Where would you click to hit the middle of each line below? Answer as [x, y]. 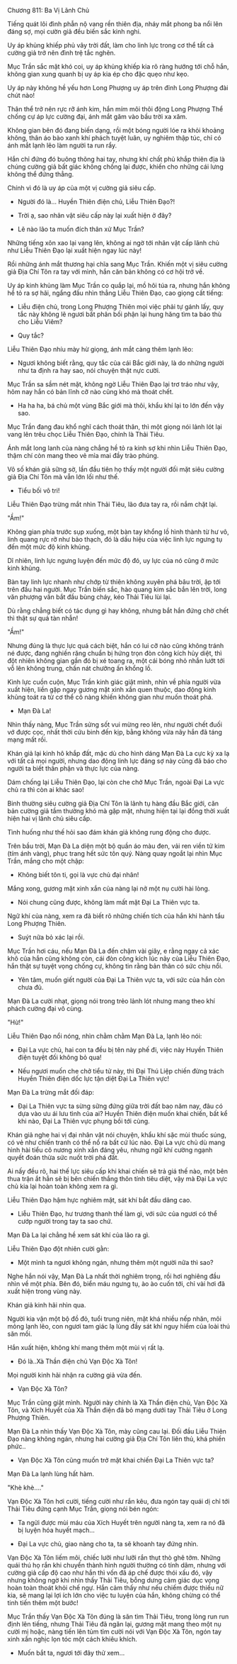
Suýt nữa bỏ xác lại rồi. [51, 937]
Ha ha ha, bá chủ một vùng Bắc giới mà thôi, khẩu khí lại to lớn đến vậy [121, 406]
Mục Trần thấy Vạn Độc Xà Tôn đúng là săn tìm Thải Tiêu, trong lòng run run [118, 1616]
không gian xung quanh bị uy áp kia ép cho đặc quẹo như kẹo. [98, 74]
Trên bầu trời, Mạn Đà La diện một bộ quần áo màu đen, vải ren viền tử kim [116, 846]
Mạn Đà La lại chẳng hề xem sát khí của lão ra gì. [79, 1235]
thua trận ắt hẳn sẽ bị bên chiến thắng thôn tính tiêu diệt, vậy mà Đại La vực [117, 1179]
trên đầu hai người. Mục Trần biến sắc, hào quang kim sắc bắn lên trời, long [117, 589]
